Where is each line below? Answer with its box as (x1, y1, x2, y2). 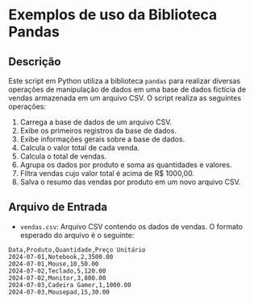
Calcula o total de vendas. (19, 151, 107, 161)
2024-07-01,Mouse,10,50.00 (8, 260, 99, 268)
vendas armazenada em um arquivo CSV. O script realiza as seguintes (8, 93, 242, 102)
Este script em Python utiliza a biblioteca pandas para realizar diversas (8, 76, 241, 85)
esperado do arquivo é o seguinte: (19, 230, 135, 240)
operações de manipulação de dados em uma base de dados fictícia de (8, 84, 247, 94)
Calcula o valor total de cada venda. (19, 143, 139, 152)
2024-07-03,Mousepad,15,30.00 (8, 288, 110, 296)
